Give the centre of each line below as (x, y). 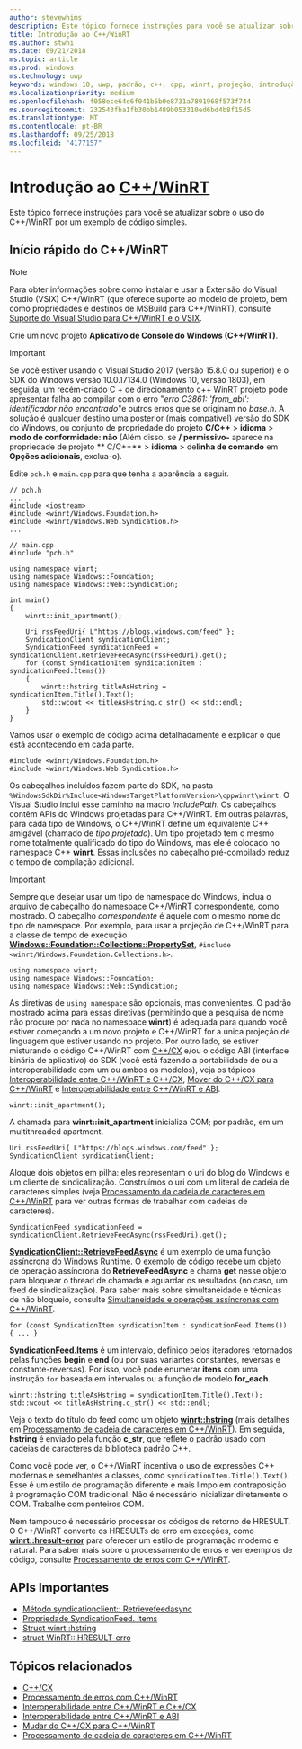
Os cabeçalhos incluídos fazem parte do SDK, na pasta (111, 785)
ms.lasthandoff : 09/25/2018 (62, 135)
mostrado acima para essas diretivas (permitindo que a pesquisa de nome (147, 1012)
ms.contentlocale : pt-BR (56, 127)
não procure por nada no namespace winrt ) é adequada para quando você (148, 1022)
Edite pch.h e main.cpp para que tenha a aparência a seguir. (119, 474)
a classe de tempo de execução (68, 935)
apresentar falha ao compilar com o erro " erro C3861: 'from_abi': (129, 399)
